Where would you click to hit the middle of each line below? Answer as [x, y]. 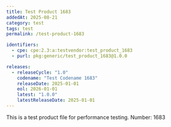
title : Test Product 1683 [38, 12]
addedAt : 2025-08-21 [32, 17]
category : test [25, 23]
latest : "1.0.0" [37, 95]
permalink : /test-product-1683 [45, 34]
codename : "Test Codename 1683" [57, 78]
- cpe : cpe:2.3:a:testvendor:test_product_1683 [72, 51]
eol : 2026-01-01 [37, 89]
